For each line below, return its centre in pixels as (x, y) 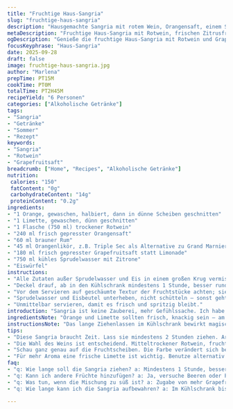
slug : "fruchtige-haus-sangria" (54, 20)
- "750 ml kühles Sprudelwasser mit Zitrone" (74, 259)
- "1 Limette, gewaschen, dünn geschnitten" (72, 220)
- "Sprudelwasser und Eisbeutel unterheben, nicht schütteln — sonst (110, 298)
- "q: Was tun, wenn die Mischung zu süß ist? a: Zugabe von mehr (105, 382)
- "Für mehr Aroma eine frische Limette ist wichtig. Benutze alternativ (116, 356)
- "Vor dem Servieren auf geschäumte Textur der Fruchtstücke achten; (111, 292)
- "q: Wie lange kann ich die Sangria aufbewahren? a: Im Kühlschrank (111, 389)
